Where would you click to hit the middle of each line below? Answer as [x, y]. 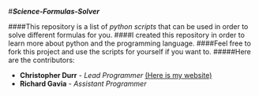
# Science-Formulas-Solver [54, 11]
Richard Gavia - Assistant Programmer [83, 83]
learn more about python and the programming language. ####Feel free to [129, 43]
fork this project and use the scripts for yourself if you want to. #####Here [129, 52]
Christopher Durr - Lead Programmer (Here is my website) [116, 75]
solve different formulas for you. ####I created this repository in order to [126, 35]
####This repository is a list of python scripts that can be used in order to [128, 26]
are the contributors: [41, 60]
